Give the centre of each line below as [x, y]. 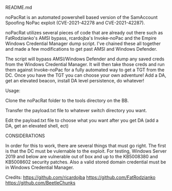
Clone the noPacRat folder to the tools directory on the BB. [67, 100]
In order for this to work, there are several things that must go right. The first [86, 146]
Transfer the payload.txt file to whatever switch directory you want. [76, 110]
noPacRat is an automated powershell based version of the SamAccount [81, 17]
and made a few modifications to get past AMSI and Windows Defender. [81, 49]
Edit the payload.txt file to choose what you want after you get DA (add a [82, 120]
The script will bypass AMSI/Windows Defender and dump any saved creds [85, 59]
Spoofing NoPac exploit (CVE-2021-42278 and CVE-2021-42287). [75, 23]
